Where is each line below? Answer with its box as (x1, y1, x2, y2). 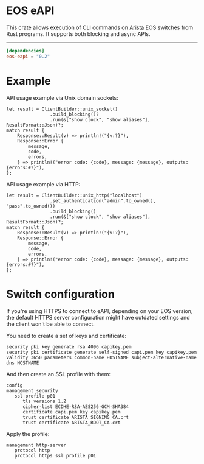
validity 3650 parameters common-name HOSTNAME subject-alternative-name (6, 354, 197, 360)
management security (6, 387, 59, 393)
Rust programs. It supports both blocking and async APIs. (6, 30, 151, 37)
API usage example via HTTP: (6, 180, 81, 188)
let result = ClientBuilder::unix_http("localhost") (6, 192, 143, 199)
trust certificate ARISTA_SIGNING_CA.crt (22, 414, 129, 420)
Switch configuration (6, 287, 115, 301)
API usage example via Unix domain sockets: (6, 94, 118, 101)
